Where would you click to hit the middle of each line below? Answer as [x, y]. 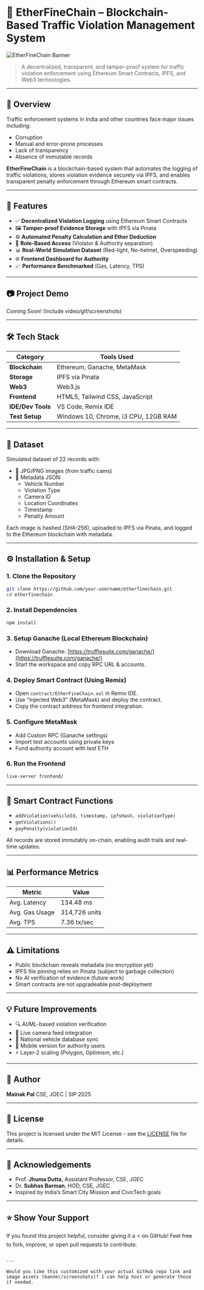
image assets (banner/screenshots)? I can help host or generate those [99, 1277]
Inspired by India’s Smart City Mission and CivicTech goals [88, 1192]
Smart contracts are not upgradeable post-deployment [83, 984]
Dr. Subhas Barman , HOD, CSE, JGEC [63, 1186]
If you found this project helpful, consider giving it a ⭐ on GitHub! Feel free [99, 1236]
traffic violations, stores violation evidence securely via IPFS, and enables [98, 175]
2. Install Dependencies [42, 610]
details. [15, 1140]
